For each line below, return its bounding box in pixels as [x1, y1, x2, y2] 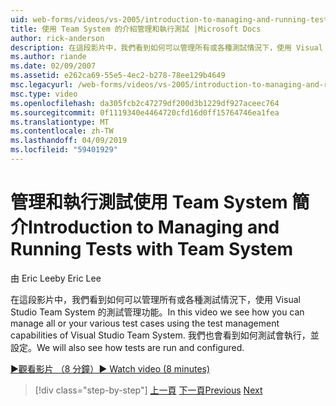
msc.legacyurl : [10, 80, 74, 90]
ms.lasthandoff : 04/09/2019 [10, 136, 128, 146]
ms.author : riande [10, 52, 87, 62]
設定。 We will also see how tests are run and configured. [10, 341, 245, 353]
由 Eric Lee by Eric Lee [10, 272, 102, 284]
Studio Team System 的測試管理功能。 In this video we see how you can [10, 306, 305, 318]
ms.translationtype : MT [10, 117, 110, 127]
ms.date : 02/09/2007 [10, 61, 97, 71]
